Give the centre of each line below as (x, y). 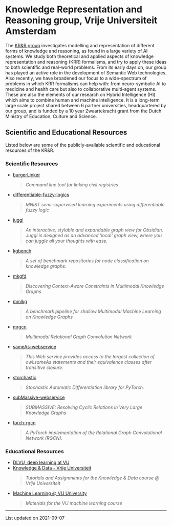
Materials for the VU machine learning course (74, 503)
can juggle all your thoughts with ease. (67, 241)
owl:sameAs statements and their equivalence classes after (89, 362)
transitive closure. (45, 367)
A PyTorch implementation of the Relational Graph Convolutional (94, 433)
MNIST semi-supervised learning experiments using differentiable (95, 205)
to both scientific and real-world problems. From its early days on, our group (86, 67)
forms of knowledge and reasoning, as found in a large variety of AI (77, 51)
